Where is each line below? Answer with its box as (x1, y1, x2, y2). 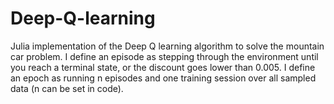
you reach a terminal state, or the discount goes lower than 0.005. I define (10, 61, 316, 73)
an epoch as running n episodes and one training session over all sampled (10, 72, 317, 84)
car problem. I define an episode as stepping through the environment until (10, 50, 319, 62)
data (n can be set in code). (10, 82, 124, 94)
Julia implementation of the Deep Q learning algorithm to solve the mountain (10, 40, 325, 52)
